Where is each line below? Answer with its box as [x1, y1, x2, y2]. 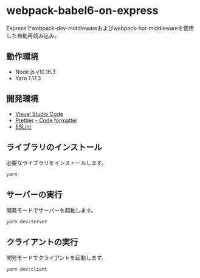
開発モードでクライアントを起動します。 [6, 254, 108, 261]
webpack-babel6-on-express [6, 4, 159, 18]
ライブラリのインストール [6, 142, 102, 152]
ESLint [15, 123, 32, 131]
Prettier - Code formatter [15, 117, 78, 124]
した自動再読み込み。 [6, 32, 60, 39]
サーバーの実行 [6, 189, 63, 200]
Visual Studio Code [15, 110, 64, 117]
